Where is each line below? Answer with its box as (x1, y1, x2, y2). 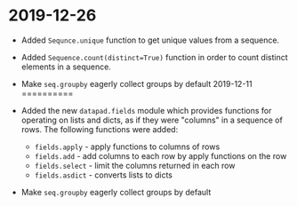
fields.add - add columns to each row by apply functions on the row (34, 150, 287, 161)
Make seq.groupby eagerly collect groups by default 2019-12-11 (20, 78, 253, 89)
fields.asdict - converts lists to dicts (34, 170, 173, 180)
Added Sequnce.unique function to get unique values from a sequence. (20, 35, 280, 45)
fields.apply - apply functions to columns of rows (34, 141, 221, 152)
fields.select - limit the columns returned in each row (34, 160, 236, 170)
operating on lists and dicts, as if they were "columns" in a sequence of (20, 115, 284, 125)
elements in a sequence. (20, 61, 112, 72)
